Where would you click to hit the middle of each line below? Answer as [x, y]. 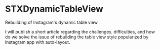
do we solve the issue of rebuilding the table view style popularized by [77, 37]
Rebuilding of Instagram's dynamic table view [51, 22]
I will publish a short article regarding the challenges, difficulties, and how [80, 32]
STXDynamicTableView [54, 9]
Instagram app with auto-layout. [38, 42]
